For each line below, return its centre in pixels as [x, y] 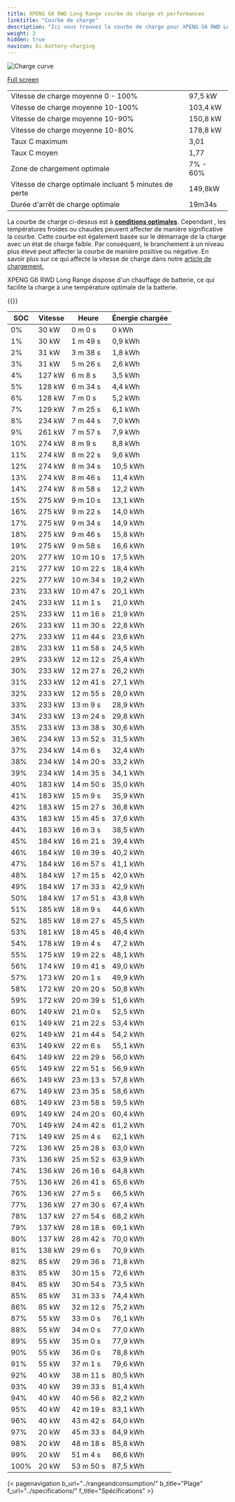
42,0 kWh [128, 875]
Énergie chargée [140, 318]
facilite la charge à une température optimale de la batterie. [92, 287]
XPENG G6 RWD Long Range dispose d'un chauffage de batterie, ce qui [111, 280]
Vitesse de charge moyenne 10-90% [72, 119]
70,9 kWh [128, 1250]
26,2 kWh [128, 671]
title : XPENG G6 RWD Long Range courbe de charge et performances [106, 14]
